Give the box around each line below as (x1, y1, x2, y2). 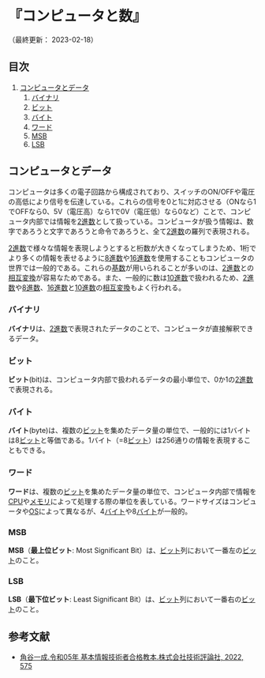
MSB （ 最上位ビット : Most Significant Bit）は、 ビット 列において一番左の (8, 546, 243, 556)
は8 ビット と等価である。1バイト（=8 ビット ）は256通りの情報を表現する (8, 435, 244, 445)
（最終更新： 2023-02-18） (8, 35, 99, 44)
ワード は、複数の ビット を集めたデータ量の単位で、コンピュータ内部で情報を (8, 487, 257, 496)
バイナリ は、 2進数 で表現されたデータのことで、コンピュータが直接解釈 (8, 323, 241, 333)
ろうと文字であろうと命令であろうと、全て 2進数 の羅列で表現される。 (28, 226, 254, 235)
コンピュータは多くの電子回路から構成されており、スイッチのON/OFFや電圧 (8, 186, 256, 196)
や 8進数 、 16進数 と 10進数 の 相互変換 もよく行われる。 (15, 282, 185, 292)
